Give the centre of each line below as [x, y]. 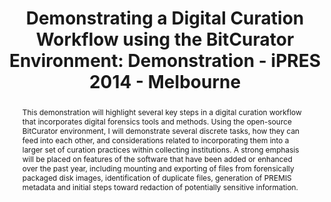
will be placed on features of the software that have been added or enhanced [157, 158]
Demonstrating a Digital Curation [165, 18]
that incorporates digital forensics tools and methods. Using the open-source [156, 121]
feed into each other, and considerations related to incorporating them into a [155, 140]
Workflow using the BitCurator [165, 39]
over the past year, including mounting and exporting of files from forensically [158, 168]
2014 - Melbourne [165, 82]
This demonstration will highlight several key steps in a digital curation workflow [161, 112]
